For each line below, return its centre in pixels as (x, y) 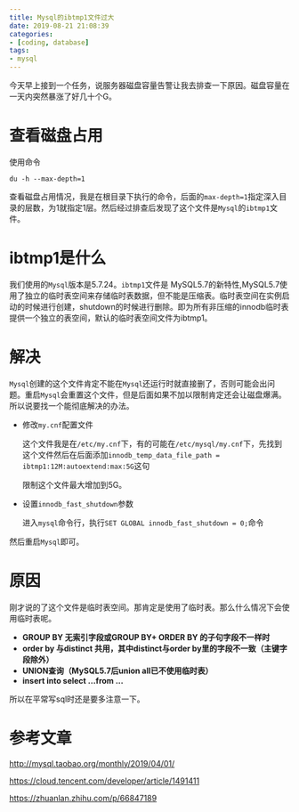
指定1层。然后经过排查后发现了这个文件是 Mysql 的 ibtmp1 (168, 207)
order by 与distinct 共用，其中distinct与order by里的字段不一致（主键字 (154, 648)
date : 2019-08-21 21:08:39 (59, 26)
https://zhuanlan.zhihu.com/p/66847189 (83, 798)
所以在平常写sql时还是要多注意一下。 (77, 699)
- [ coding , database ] (49, 42)
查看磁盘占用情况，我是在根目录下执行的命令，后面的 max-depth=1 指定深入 (144, 196)
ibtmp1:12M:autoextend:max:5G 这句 (86, 466)
